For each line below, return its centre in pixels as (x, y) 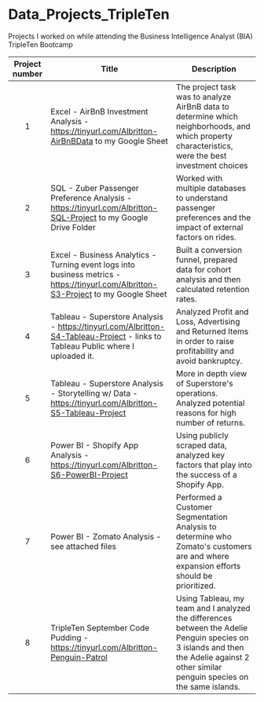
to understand (202, 198)
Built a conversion (209, 250)
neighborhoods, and (213, 126)
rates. (186, 298)
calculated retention (213, 289)
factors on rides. (206, 237)
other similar (199, 667)
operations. (197, 393)
